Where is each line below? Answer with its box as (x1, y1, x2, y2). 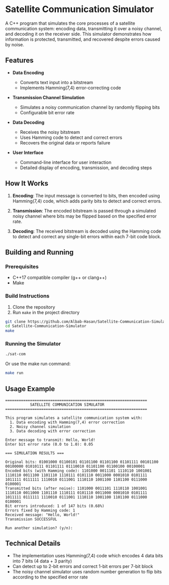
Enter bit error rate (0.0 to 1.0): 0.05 (5, 442, 94, 447)
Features (5, 56, 34, 65)
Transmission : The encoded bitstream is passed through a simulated (12, 207, 156, 213)
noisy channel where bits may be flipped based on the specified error (12, 213, 157, 219)
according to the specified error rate (12, 574, 88, 580)
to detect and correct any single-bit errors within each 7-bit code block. (12, 233, 161, 240)
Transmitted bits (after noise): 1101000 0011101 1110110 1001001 (5, 486, 147, 491)
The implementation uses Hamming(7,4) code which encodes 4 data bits (12, 552, 163, 558)
